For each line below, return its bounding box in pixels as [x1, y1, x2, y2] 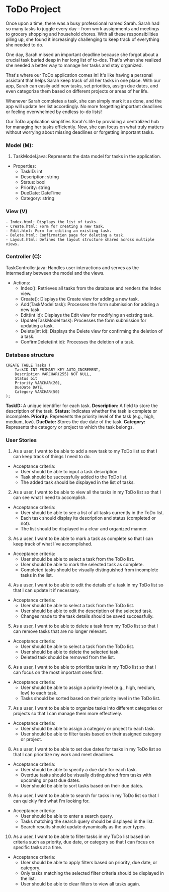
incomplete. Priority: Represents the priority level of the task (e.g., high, [6, 413, 155, 420]
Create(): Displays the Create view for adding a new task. [20, 295, 139, 302]
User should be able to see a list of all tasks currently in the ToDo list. [20, 510, 164, 516]
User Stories [6, 437, 37, 444]
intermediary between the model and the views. [6, 270, 105, 276]
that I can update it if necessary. [13, 587, 80, 593]
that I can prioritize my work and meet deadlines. [13, 752, 115, 758]
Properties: [13, 163, 36, 169]
